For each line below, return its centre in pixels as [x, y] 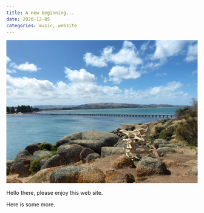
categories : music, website [42, 25]
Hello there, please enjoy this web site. [55, 193]
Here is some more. [31, 205]
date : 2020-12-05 [28, 19]
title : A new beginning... [40, 13]
